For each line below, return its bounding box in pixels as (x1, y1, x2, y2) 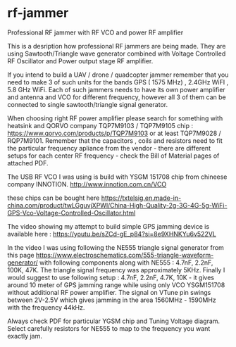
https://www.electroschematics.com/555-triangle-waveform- (35, 251, 214, 259)
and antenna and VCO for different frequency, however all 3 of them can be (7, 93, 227, 101)
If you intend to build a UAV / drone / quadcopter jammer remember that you (7, 70, 229, 79)
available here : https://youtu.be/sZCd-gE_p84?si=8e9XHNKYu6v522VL (7, 229, 217, 238)
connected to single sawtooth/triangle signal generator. (7, 100, 168, 108)
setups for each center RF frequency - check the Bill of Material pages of (7, 151, 220, 160)
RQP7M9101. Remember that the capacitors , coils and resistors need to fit (7, 136, 223, 145)
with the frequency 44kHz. (7, 303, 85, 311)
